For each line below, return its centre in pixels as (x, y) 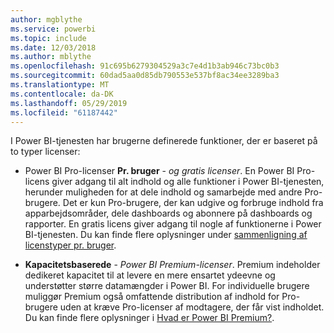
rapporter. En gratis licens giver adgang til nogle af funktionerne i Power (173, 224)
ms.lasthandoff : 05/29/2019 (69, 103)
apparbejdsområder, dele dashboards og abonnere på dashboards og (168, 213)
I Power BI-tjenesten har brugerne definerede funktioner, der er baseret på (164, 141)
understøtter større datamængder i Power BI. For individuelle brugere (167, 286)
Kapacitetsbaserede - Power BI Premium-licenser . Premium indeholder (172, 265)
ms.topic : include (48, 38)
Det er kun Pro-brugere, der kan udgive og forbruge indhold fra (193, 203)
